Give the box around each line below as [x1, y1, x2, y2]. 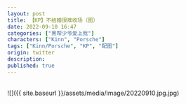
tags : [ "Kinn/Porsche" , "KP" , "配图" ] [7, 43, 119, 50]
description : [7, 56, 46, 63]
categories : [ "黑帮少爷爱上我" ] [7, 29, 95, 37]
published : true [7, 62, 55, 69]
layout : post [7, 10, 46, 17]
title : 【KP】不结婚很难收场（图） [7, 17, 99, 24]
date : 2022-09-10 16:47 [7, 23, 77, 30]
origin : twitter [7, 50, 55, 57]
